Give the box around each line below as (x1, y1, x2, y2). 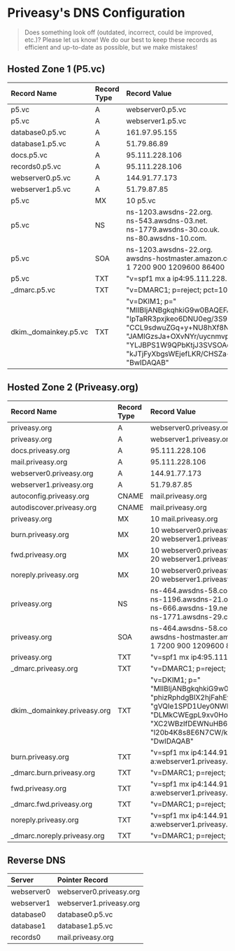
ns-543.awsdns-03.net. (126, 216, 208, 225)
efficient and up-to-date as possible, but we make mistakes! (24, 43, 198, 51)
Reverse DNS (7, 854, 66, 866)
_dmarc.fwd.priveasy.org (10, 799, 93, 809)
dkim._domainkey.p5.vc (10, 327, 89, 337)
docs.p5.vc (10, 150, 48, 160)
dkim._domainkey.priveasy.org (10, 705, 111, 715)
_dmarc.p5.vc (10, 285, 56, 295)
